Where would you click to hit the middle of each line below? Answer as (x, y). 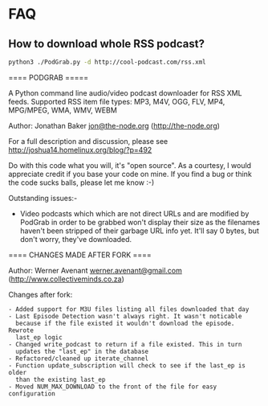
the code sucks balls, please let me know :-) (81, 182)
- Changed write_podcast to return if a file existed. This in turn (125, 344)
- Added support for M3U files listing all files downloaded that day (129, 309)
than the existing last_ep (61, 379)
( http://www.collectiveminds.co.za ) (66, 279)
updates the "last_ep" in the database (82, 351)
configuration (32, 394)
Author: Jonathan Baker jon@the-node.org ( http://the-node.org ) (114, 125)
